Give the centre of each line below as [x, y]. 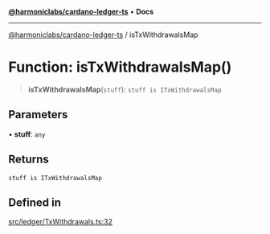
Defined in [35, 202]
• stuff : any [27, 134]
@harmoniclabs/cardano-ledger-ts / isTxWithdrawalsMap [103, 35]
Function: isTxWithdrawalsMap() [120, 67]
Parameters [38, 115]
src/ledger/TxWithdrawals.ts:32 [60, 222]
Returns [29, 160]
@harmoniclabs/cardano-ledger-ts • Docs [81, 12]
